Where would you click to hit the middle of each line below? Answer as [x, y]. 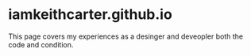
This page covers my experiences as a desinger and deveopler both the [126, 36]
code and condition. [41, 44]
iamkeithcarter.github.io [90, 15]
